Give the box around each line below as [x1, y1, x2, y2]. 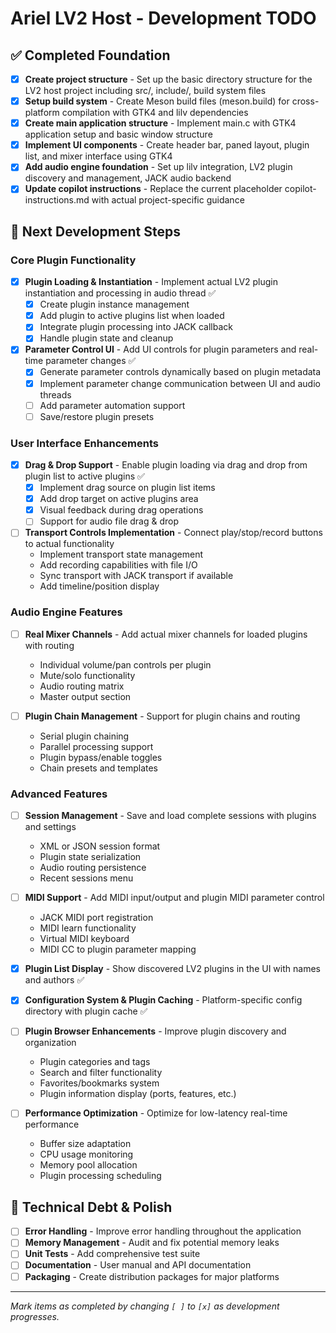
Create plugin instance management [39, 298, 190, 311]
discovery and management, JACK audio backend [24, 172, 232, 184]
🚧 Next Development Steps [10, 223, 181, 240]
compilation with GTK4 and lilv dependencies [61, 107, 249, 119]
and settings [24, 821, 77, 833]
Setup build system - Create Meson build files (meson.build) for [24, 95, 290, 107]
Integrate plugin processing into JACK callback [39, 321, 233, 333]
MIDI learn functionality [39, 922, 137, 934]
